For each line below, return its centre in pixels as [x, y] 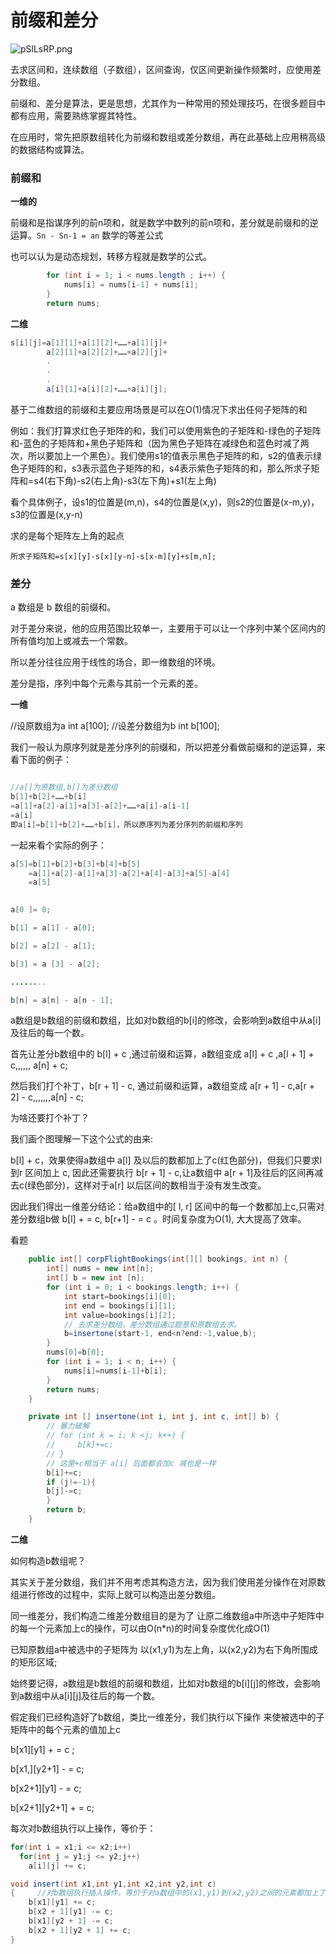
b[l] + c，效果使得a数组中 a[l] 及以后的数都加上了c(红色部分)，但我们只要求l [166, 1160]
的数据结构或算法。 [50, 149]
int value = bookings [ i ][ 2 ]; [120, 1315]
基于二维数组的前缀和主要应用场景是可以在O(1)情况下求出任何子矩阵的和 [159, 409]
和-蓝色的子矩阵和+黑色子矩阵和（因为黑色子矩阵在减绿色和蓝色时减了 [155, 443]
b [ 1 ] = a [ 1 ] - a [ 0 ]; [53, 928]
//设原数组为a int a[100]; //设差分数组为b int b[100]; [115, 726]
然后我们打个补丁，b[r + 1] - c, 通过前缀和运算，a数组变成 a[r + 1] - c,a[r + [162, 1086]
